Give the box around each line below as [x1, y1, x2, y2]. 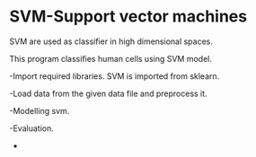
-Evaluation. [9, 123, 54, 134]
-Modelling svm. [9, 105, 70, 116]
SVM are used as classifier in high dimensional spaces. [9, 36, 214, 47]
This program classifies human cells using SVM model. [9, 53, 213, 64]
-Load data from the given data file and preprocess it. [9, 88, 208, 99]
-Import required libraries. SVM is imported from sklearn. [9, 70, 220, 82]
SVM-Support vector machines [9, 6, 248, 27]
